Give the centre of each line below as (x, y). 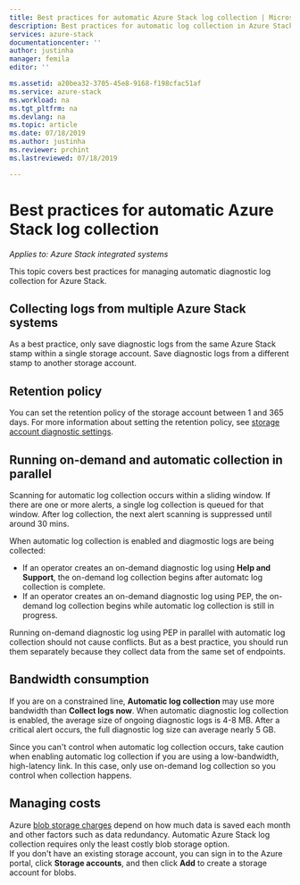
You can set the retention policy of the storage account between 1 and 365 (146, 413)
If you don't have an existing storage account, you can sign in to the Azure (146, 853)
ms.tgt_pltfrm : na (43, 108)
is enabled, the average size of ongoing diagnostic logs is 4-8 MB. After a (145, 720)
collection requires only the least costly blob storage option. (120, 844)
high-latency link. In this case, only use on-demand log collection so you (143, 765)
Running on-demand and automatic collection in (146, 459)
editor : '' (29, 68)
